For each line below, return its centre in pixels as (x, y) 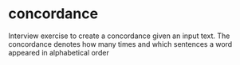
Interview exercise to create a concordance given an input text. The (119, 36)
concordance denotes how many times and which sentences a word (120, 44)
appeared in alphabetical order (59, 52)
